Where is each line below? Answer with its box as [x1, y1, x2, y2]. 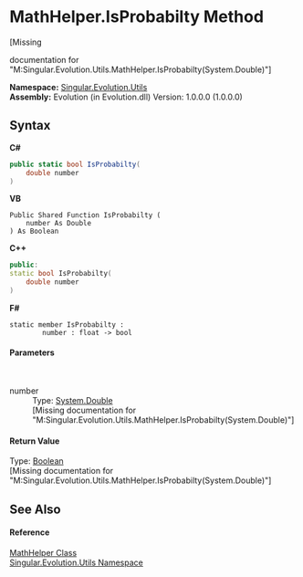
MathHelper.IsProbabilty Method [9, 6, 265, 27]
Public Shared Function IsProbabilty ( [9, 211, 162, 220]
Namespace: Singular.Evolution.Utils [9, 81, 148, 92]
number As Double [26, 219, 92, 228]
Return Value [9, 435, 60, 446]
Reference [9, 527, 50, 538]
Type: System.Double [32, 395, 113, 406]
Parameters [9, 347, 55, 358]
